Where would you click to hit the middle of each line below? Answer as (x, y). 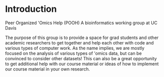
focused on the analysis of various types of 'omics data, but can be (73, 53)
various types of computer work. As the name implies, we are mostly (75, 48)
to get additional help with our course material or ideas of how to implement (82, 64)
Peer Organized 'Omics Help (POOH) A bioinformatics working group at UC (81, 23)
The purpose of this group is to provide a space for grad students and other (82, 38)
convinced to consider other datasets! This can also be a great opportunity (81, 58)
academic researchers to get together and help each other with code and (80, 42)
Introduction (31, 9)
